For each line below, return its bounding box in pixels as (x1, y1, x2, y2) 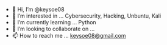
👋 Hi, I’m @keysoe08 (12, 6, 65, 13)
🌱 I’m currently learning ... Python (12, 19, 96, 26)
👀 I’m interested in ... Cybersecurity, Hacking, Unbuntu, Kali (12, 12, 162, 19)
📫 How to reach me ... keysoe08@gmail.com (12, 32, 126, 39)
